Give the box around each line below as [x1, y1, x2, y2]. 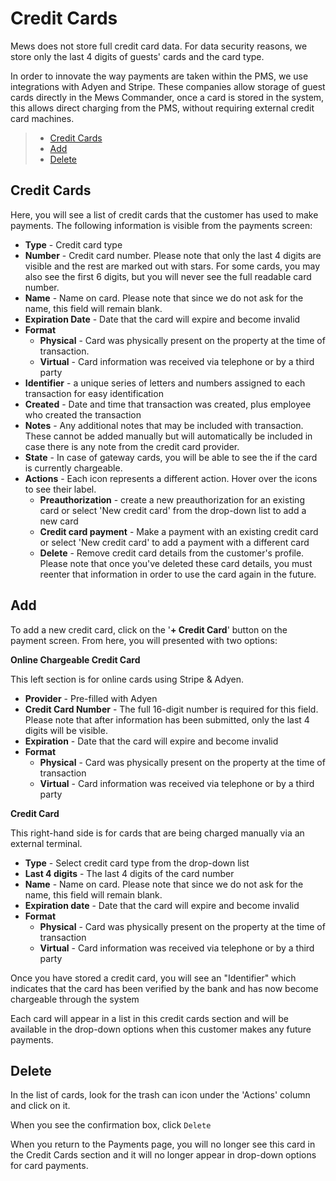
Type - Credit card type [24, 238, 123, 251]
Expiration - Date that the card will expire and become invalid [24, 735, 279, 747]
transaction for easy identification [24, 387, 164, 399]
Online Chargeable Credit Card [10, 653, 141, 666]
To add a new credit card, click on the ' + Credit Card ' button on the [10, 623, 288, 636]
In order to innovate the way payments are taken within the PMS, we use [10, 70, 309, 82]
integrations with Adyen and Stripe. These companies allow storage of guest [10, 80, 326, 92]
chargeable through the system [10, 993, 140, 1005]
